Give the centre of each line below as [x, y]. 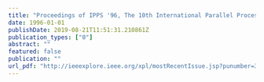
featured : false [35, 52]
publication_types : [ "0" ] [50, 37]
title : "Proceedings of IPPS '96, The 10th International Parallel [121, 15]
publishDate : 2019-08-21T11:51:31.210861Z [79, 30]
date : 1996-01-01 [37, 23]
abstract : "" [29, 45]
